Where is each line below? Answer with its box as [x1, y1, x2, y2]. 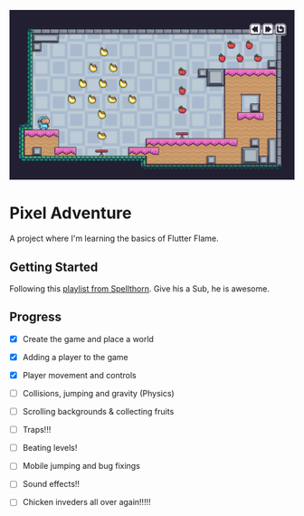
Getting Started [9, 259, 99, 274]
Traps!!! [22, 425, 52, 435]
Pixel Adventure [9, 203, 132, 224]
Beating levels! [22, 443, 78, 454]
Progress [9, 310, 62, 325]
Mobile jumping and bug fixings [22, 461, 140, 472]
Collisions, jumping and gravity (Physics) [22, 387, 175, 398]
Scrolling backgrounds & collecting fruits [22, 406, 175, 417]
